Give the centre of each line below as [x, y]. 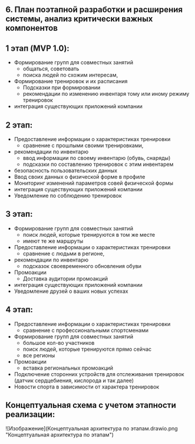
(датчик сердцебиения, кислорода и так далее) [74, 380]
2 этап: [19, 125]
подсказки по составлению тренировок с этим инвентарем [98, 164]
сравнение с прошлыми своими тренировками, [83, 146]
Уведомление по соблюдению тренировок [68, 196]
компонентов [32, 28]
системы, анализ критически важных [79, 19]
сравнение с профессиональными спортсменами [85, 330]
